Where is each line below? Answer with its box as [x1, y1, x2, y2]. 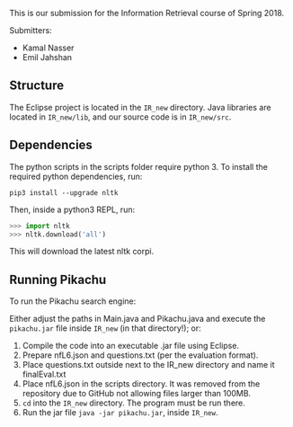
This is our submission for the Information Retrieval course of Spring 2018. [9, 8, 285, 18]
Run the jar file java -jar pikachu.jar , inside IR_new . [22, 407, 218, 418]
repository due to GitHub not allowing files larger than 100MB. [22, 388, 252, 399]
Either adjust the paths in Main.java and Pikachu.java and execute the [9, 314, 266, 325]
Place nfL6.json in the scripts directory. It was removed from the [22, 378, 261, 389]
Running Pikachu [9, 271, 107, 287]
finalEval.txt [22, 369, 67, 380]
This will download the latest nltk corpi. [9, 246, 155, 257]
